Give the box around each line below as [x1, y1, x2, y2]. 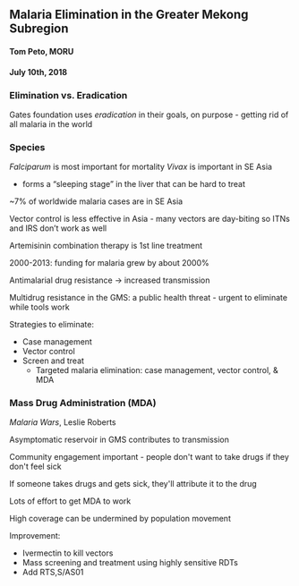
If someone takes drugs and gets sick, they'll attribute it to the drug [9, 479, 257, 489]
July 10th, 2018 [9, 66, 68, 77]
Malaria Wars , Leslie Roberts [9, 417, 116, 428]
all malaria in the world [9, 118, 93, 129]
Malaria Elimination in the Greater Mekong [9, 7, 249, 22]
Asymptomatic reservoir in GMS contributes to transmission [9, 434, 230, 446]
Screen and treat [21, 355, 85, 366]
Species [9, 140, 46, 153]
